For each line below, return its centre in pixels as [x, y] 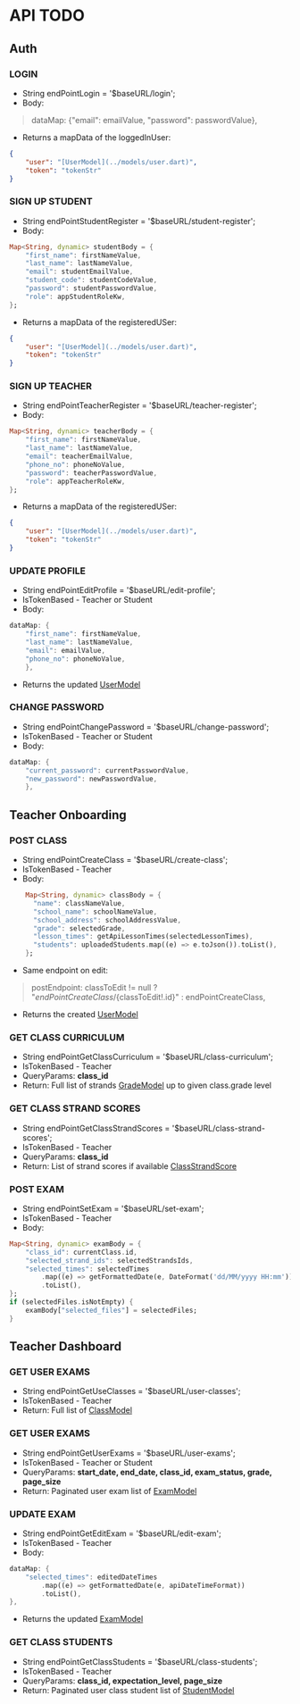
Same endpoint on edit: [65, 970]
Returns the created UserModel [80, 1014]
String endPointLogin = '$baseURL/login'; [99, 93]
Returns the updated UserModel [81, 684]
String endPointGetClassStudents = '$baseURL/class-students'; [140, 1661]
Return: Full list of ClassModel [77, 1410]
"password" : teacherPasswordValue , [92, 473]
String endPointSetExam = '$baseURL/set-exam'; [113, 1208]
